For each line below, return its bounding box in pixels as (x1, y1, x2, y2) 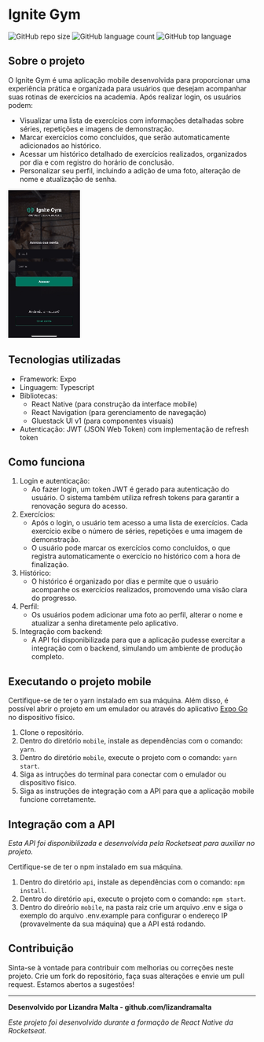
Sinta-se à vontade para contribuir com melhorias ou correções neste (8, 962, 234, 972)
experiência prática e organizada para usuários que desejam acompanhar (8, 83, 247, 93)
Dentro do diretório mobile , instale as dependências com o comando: (19, 736, 244, 746)
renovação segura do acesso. (31, 502, 128, 511)
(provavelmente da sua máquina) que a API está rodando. (19, 919, 207, 929)
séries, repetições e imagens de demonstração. (19, 124, 174, 133)
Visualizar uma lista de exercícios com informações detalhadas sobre (19, 116, 244, 125)
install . (19, 886, 47, 895)
